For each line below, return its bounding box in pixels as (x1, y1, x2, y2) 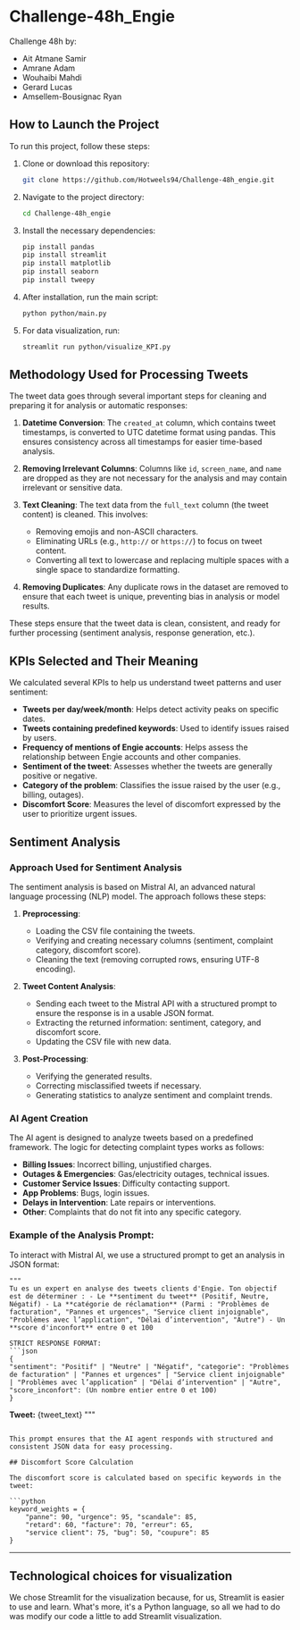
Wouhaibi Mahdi (21, 71, 82, 82)
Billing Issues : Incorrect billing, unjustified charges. (21, 1159, 212, 1170)
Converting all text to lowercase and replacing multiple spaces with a (35, 555, 289, 566)
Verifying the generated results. (35, 1071, 153, 1081)
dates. (21, 713, 46, 725)
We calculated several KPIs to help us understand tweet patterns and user (9, 677, 282, 688)
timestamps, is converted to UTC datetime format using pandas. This (21, 427, 277, 438)
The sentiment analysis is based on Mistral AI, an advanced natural (9, 881, 256, 892)
